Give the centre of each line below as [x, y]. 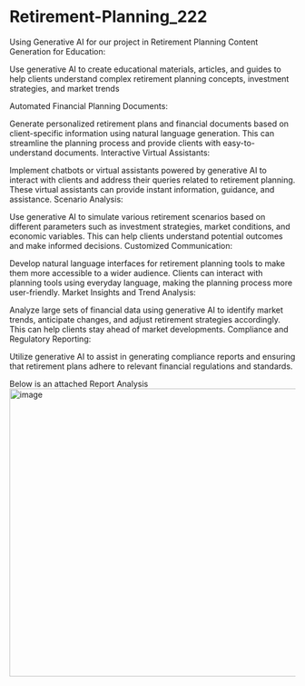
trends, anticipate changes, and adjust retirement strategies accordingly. [145, 319]
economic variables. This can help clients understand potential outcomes [146, 236]
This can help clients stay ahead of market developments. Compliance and [149, 329]
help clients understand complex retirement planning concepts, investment [149, 78]
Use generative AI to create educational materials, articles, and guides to [145, 69]
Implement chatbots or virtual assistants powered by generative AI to [138, 170]
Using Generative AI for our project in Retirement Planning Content [134, 42]
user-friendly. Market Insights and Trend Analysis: [103, 292]
